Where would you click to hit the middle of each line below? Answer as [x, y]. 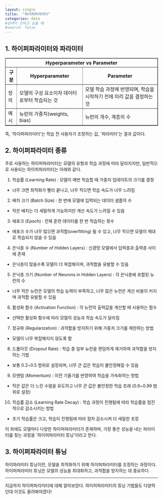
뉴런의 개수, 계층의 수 [108, 117]
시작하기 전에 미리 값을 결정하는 [119, 96]
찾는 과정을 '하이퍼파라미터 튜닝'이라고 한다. [55, 435]
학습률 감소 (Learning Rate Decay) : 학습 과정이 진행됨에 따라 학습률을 [79, 402]
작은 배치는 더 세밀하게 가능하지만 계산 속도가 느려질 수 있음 [68, 211]
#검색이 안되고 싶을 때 [24, 23]
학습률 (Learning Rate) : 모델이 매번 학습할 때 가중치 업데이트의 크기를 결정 [83, 179]
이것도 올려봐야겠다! [33, 491]
